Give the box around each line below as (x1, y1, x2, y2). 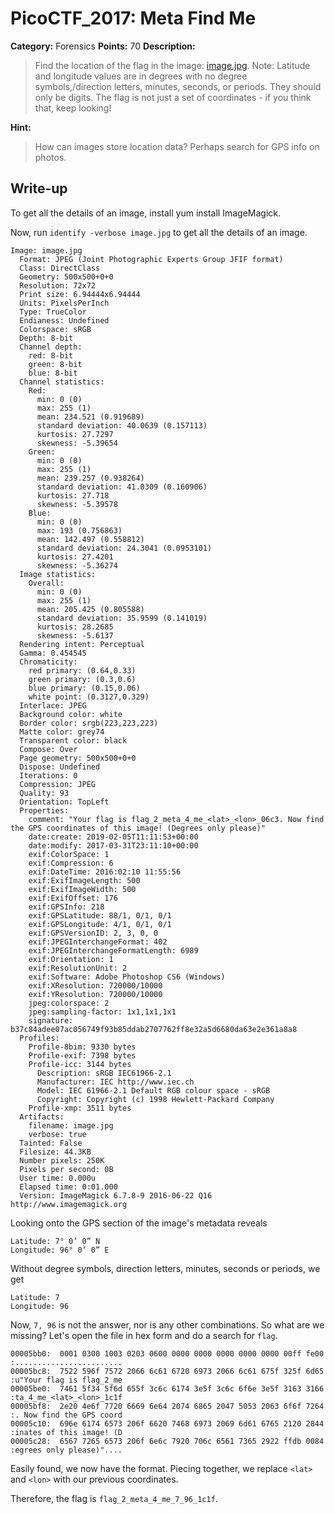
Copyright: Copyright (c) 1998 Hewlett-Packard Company (36, 1094, 275, 1104)
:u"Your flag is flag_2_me (10, 1375, 123, 1385)
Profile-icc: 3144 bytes (28, 1059, 132, 1069)
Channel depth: (19, 342, 83, 352)
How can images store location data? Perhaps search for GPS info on (34, 140, 320, 152)
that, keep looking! (34, 102, 112, 114)
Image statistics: (19, 569, 97, 579)
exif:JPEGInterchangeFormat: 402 (28, 937, 168, 947)
